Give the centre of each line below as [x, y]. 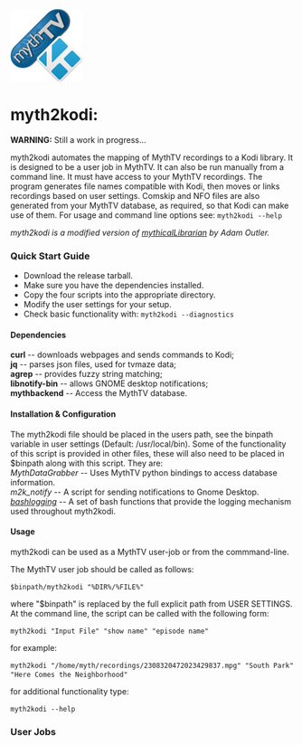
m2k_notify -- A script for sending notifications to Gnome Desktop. [135, 492]
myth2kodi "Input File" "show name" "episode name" [109, 631]
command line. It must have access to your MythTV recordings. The [137, 176]
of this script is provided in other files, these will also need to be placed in [147, 453]
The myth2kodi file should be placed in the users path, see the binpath [142, 434]
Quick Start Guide [50, 256]
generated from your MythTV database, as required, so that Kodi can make [150, 205]
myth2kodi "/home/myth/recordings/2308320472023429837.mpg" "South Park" [152, 665]
